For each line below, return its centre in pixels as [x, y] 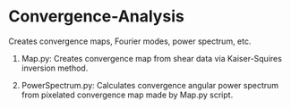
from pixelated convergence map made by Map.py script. [127, 95]
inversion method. [55, 68]
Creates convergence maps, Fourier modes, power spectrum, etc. [130, 41]
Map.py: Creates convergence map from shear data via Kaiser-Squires [152, 58]
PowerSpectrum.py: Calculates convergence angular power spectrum [150, 85]
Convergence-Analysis [96, 17]
